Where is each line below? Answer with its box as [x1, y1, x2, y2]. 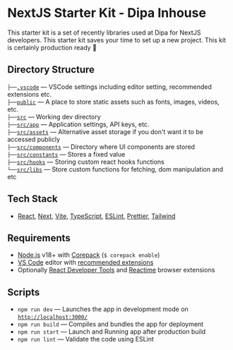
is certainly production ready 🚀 [7, 43, 97, 52]
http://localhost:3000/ [17, 314, 88, 321]
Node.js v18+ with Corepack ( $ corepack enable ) [17, 251, 160, 259]
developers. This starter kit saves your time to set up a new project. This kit [7, 35, 226, 44]
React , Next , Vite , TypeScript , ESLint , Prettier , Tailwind [17, 212, 176, 220]
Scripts [7, 286, 40, 298]
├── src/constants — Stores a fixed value [7, 150, 126, 158]
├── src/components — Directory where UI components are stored [7, 143, 196, 151]
